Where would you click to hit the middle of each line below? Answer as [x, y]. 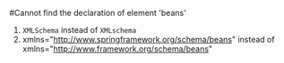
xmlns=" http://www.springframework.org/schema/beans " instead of [148, 39]
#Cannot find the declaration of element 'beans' [98, 13]
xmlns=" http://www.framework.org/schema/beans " [117, 49]
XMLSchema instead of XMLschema [79, 30]
